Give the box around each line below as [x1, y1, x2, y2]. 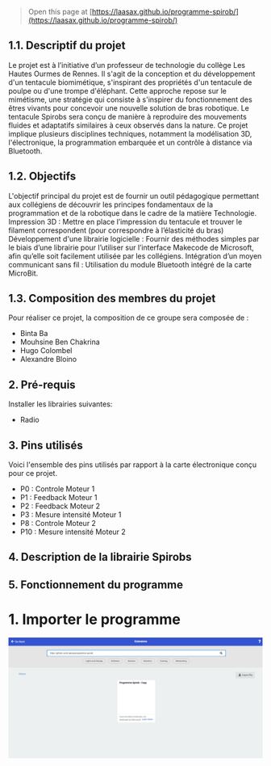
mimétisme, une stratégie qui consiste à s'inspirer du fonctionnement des [8, 95, 252, 104]
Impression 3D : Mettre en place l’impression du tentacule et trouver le [8, 217, 243, 226]
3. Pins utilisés [8, 438, 83, 452]
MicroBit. [8, 268, 39, 278]
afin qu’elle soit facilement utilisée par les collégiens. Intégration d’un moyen [8, 250, 262, 261]
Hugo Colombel [19, 346, 73, 356]
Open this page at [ [27, 7, 93, 16]
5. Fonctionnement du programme [8, 578, 184, 591]
